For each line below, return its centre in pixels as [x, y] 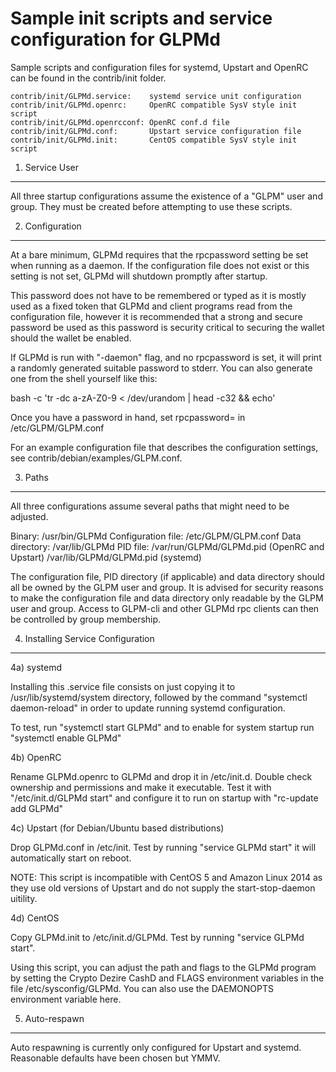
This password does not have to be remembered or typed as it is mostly [158, 295]
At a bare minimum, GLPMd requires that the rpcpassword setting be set [159, 254]
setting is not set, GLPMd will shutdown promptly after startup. [139, 276]
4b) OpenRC [36, 757]
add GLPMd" [36, 808]
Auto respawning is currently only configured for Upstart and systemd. [156, 1047]
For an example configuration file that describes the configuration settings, [164, 447]
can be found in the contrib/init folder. [88, 78]
